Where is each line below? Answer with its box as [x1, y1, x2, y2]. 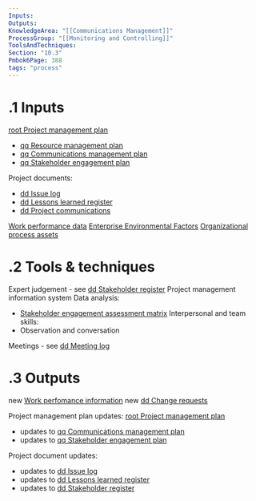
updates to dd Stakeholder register [19, 483, 135, 493]
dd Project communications [19, 205, 111, 215]
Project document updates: [8, 450, 98, 460]
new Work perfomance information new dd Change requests [8, 395, 208, 405]
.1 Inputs [8, 98, 65, 116]
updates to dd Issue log [19, 466, 98, 475]
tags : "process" [8, 64, 62, 72]
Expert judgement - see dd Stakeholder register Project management [8, 284, 236, 293]
